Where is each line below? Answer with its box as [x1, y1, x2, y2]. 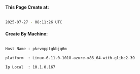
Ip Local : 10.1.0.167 [5, 65, 56, 70]
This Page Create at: [5, 4, 49, 10]
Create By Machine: [5, 30, 48, 36]
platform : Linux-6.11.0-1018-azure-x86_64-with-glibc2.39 [5, 56, 135, 61]
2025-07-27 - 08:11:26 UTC [5, 20, 62, 25]
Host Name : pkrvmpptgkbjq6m [5, 46, 67, 52]
